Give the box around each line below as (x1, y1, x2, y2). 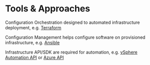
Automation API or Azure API (5, 54, 64, 60)
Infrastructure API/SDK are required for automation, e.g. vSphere (5, 49, 138, 55)
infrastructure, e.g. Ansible (5, 39, 60, 45)
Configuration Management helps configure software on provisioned (5, 34, 146, 40)
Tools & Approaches (5, 3, 90, 14)
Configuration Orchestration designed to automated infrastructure (5, 19, 140, 25)
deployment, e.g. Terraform (5, 24, 62, 30)
